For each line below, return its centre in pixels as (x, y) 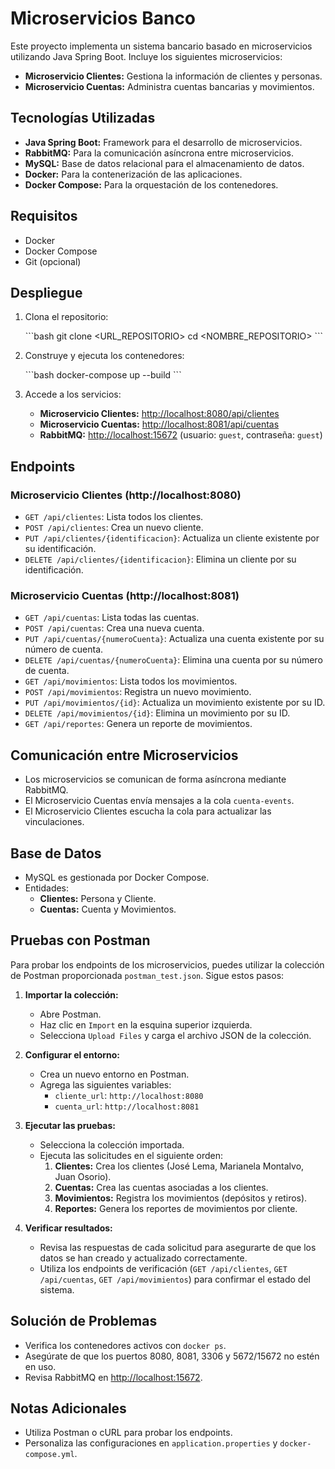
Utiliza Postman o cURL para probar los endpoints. (128, 1433)
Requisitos (44, 216)
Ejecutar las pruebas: (70, 1125)
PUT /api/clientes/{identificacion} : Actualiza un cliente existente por (172, 538)
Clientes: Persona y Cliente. (98, 898)
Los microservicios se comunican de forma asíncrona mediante (155, 779)
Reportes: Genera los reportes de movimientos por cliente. (176, 1208)
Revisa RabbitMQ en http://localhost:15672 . (113, 1377)
